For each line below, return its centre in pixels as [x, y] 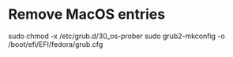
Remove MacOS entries [87, 14]
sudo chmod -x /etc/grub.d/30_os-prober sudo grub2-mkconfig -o [116, 36]
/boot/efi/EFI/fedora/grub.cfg [56, 44]
